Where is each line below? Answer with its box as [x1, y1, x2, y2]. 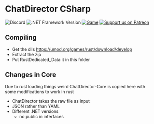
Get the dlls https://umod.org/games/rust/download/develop [12, 46, 132, 52]
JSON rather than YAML [12, 103, 60, 109]
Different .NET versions [12, 108, 59, 114]
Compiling [5, 33, 37, 42]
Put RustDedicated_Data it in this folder [12, 57, 90, 62]
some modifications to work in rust [5, 89, 74, 94]
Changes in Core [5, 71, 56, 79]
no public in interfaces [19, 113, 64, 119]
